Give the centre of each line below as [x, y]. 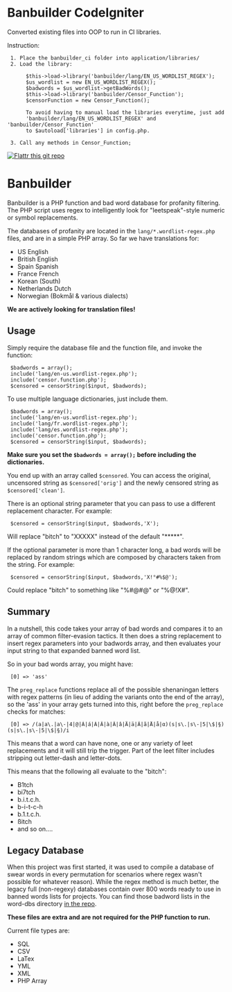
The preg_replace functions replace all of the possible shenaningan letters [113, 689]
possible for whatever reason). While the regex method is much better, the [113, 882]
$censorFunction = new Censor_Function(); [88, 100]
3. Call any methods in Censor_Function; [71, 143]
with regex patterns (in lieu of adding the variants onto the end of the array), [116, 696]
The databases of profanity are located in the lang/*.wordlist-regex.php [111, 231]
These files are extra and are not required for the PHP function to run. [109, 917]
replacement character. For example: [60, 511]
